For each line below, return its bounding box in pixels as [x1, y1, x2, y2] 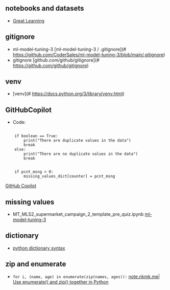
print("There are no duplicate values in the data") [23, 151, 138, 157]
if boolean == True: [14, 133, 58, 139]
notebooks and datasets [5, 4, 84, 13]
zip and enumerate [5, 260, 66, 269]
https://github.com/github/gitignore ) [12, 62, 89, 69]
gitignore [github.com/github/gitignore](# [12, 57, 100, 63]
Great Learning [12, 17, 45, 24]
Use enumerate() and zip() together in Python [12, 279, 109, 285]
